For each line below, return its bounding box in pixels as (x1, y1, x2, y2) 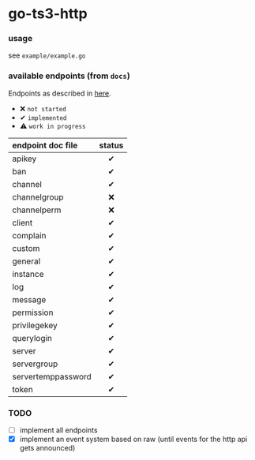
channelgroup (12, 191, 65, 202)
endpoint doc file (12, 140, 78, 151)
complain (12, 230, 47, 241)
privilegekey (12, 320, 58, 331)
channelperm (12, 204, 62, 215)
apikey (12, 153, 37, 164)
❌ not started (19, 103, 67, 113)
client (12, 217, 33, 228)
